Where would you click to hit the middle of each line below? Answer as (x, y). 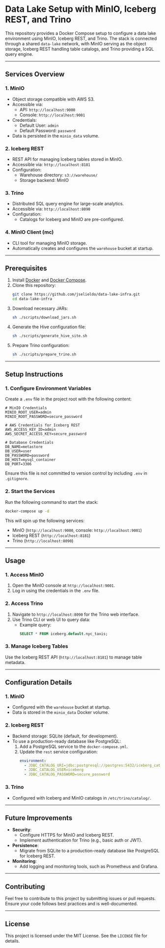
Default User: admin (39, 125)
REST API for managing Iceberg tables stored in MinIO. (67, 159)
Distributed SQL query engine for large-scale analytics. (68, 204)
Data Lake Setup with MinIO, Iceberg (81, 9)
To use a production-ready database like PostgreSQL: (67, 741)
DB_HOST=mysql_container (30, 460)
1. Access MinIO (25, 574)
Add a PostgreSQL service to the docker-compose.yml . (74, 746)
